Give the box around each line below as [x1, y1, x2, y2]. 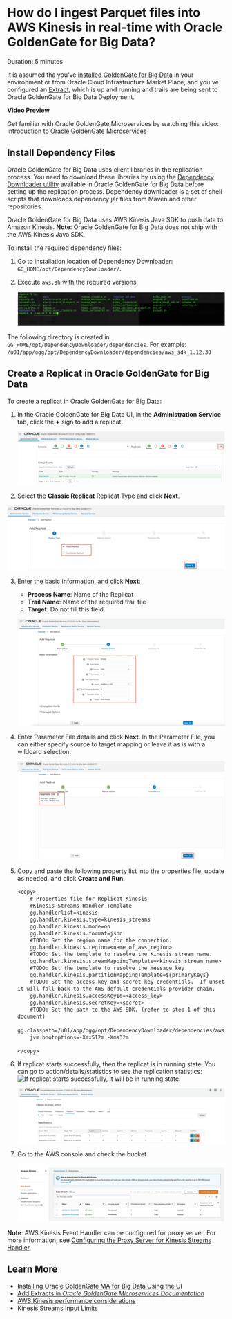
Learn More [7, 1264, 58, 1275]
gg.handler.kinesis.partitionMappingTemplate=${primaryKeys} [30, 971, 209, 978]
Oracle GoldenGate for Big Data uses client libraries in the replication [7, 165, 203, 174]
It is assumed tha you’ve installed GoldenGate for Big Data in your [7, 71, 194, 79]
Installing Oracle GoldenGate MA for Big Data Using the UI [17, 1282, 183, 1290]
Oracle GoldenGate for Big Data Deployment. [7, 92, 135, 101]
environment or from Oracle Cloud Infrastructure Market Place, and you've [7, 78, 220, 86]
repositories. [7, 202, 43, 210]
